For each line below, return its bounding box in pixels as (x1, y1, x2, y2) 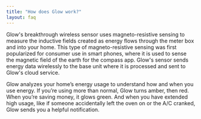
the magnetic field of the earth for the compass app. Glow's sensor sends (6, 56, 189, 63)
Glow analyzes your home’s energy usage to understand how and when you (6, 80, 194, 87)
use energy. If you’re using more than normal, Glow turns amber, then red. (6, 87, 189, 94)
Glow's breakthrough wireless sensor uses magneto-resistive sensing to (6, 30, 185, 38)
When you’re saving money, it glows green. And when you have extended (6, 93, 188, 100)
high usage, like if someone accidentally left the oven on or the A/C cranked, (6, 99, 196, 106)
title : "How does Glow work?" (6, 8, 82, 15)
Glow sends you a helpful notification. (6, 106, 100, 113)
